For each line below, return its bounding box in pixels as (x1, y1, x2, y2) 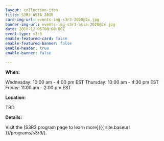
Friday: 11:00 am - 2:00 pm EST (5, 84, 72, 90)
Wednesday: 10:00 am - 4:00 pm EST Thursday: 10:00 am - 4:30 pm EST (5, 79, 159, 85)
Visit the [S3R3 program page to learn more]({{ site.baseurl (5, 124, 130, 130)
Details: (5, 114, 22, 120)
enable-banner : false (5, 50, 52, 55)
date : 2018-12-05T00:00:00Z (5, 27, 65, 32)
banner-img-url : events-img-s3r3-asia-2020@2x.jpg (5, 22, 115, 27)
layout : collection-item (5, 7, 58, 13)
